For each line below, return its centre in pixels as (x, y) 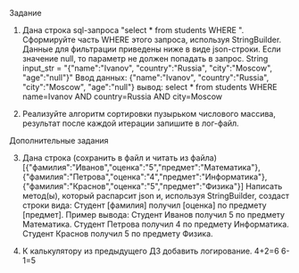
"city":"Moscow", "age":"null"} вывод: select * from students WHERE (149, 87)
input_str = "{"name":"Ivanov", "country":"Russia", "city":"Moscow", (147, 68)
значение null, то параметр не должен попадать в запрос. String (145, 58)
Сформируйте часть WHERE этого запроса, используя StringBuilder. (152, 40)
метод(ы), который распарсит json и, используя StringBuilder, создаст (156, 196)
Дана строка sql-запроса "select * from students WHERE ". (133, 30)
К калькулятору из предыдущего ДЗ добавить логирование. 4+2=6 (150, 251)
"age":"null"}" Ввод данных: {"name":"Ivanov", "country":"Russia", (145, 78)
